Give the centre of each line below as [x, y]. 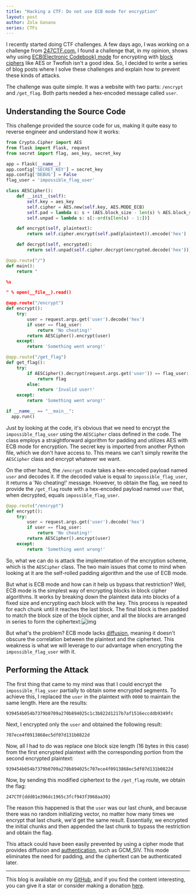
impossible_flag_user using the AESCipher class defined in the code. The [94, 434]
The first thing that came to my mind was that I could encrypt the [84, 684]
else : [34, 384]
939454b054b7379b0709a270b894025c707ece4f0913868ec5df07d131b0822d [90, 769]
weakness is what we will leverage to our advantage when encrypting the [94, 645]
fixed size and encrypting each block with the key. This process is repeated [97, 603]
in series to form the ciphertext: [44, 621]
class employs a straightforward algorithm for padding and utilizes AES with [97, 440]
